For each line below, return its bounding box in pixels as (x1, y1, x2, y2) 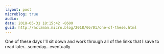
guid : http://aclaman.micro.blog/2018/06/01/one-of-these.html (5, 25, 137, 30)
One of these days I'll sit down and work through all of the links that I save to (5, 38, 160, 44)
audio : (5, 16, 19, 21)
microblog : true (5, 12, 38, 17)
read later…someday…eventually (5, 44, 70, 50)
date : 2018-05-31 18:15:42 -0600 (5, 20, 73, 26)
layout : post (5, 7, 32, 12)
